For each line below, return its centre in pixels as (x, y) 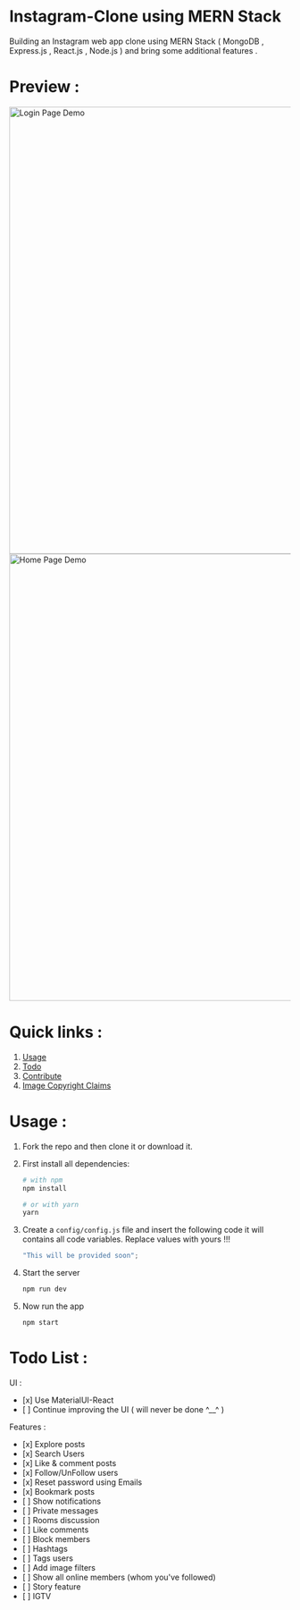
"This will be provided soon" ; (80, 1256)
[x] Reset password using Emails (82, 1482)
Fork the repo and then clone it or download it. (108, 1146)
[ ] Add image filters (59, 1567)
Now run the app (53, 1306)
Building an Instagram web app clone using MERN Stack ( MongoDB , (137, 41)
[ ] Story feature (51, 1586)
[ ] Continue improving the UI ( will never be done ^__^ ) (123, 1409)
